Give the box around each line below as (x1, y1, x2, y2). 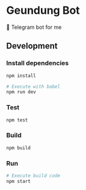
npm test (6, 117, 28, 123)
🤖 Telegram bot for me (6, 23, 62, 31)
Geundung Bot (6, 4, 80, 17)
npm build (6, 145, 31, 151)
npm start (6, 178, 31, 184)
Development (6, 41, 58, 51)
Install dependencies (6, 59, 69, 67)
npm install (6, 73, 36, 79)
